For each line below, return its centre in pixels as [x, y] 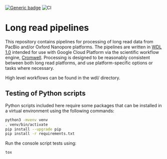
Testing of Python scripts [45, 93]
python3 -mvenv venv [27, 120]
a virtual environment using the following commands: [60, 111]
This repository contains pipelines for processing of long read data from [79, 41]
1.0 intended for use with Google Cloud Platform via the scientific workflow [82, 52]
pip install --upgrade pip [33, 129]
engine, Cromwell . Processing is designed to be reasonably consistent [77, 57]
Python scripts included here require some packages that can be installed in [83, 105]
